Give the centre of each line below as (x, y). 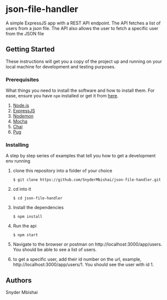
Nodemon (23, 116)
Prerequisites (22, 79)
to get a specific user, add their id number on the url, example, (77, 259)
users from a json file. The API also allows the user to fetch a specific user (82, 28)
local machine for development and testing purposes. (61, 66)
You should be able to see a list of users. (55, 250)
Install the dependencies (38, 208)
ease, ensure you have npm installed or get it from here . (62, 96)
